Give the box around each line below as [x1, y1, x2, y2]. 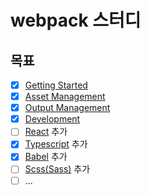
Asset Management [24, 91, 106, 103]
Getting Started [24, 79, 88, 91]
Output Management [24, 102, 111, 114]
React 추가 [24, 126, 68, 138]
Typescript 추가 [24, 138, 88, 150]
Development [24, 113, 81, 125]
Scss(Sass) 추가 [24, 163, 91, 175]
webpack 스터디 [10, 9, 142, 32]
